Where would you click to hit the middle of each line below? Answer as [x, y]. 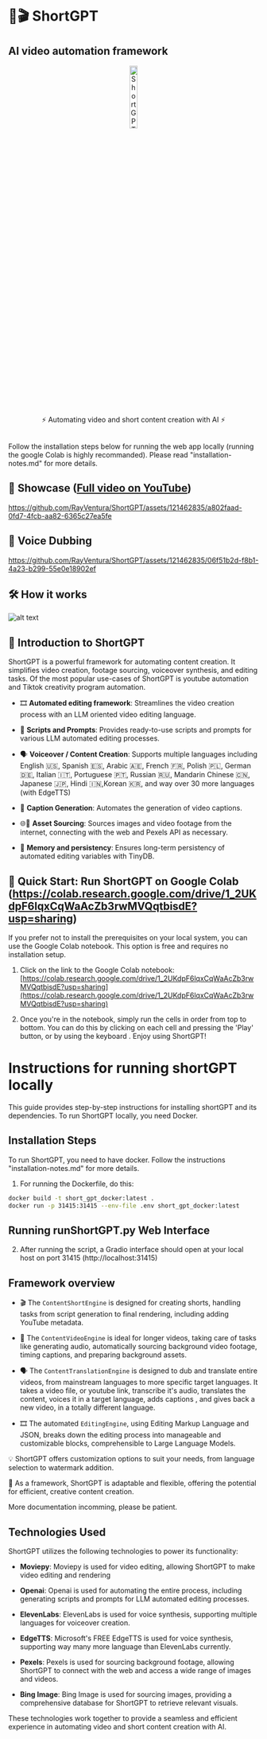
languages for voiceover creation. [75, 1623]
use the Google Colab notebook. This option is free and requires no [118, 946]
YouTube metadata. [52, 1323]
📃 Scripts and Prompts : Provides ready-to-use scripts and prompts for [135, 730]
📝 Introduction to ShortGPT [77, 642]
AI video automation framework [88, 51]
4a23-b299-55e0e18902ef [52, 568]
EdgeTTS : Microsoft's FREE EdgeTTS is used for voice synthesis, [126, 1638]
